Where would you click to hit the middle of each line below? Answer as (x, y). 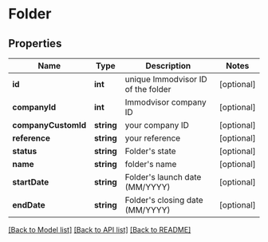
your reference (153, 138)
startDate (31, 182)
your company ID (157, 125)
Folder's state (151, 151)
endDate (29, 205)
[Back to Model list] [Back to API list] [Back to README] (100, 230)
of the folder (148, 89)
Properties (35, 44)
